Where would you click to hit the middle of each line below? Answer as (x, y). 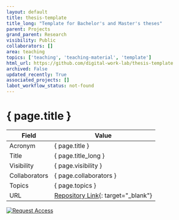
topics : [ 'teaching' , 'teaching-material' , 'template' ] (79, 57)
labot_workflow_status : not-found (50, 86)
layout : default (27, 12)
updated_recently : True (37, 75)
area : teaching (26, 52)
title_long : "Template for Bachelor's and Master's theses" (85, 23)
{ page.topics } (75, 185)
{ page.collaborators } (86, 175)
